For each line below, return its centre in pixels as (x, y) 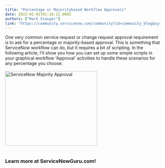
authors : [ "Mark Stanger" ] (33, 19)
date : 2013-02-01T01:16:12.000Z (38, 14)
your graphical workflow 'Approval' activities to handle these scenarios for (80, 58)
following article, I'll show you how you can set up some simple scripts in (79, 53)
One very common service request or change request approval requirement (82, 37)
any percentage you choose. (34, 63)
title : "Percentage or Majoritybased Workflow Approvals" (66, 10)
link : (11, 23)
